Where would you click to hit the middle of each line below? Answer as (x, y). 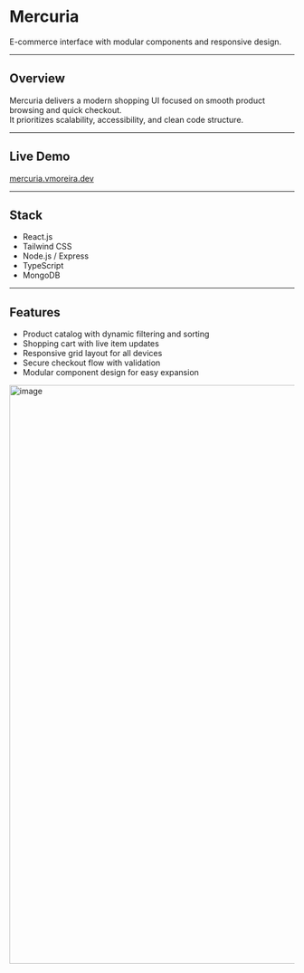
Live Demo (40, 157)
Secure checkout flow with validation (91, 363)
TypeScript (43, 266)
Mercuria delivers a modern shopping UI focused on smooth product (137, 100)
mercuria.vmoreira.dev (52, 178)
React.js (38, 237)
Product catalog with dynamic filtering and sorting (116, 334)
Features (35, 312)
